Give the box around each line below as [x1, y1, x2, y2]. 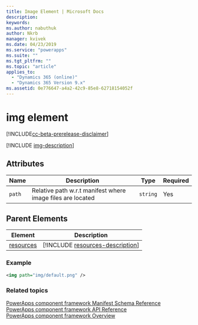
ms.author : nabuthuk [6, 25, 57, 31]
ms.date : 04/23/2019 [6, 42, 57, 48]
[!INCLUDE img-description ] [6, 142, 75, 149]
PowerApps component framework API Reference [6, 306, 127, 313]
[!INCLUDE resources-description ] [42, 241, 140, 250]
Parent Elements [6, 214, 68, 224]
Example [6, 259, 32, 267]
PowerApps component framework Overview [6, 312, 115, 319]
